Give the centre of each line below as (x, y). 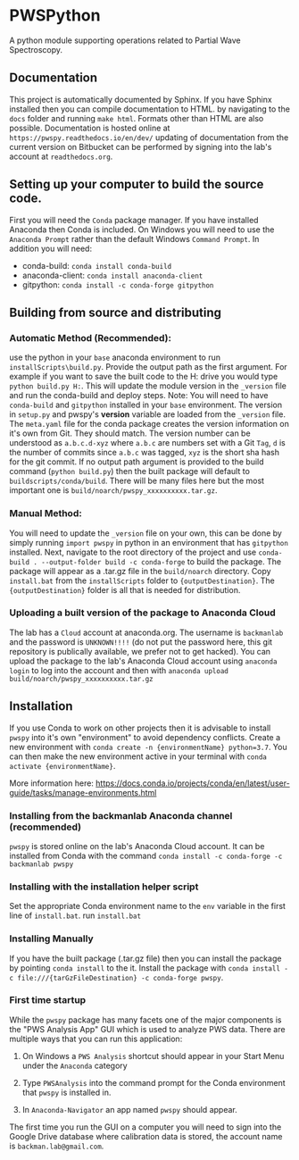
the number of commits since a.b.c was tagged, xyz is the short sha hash (144, 453)
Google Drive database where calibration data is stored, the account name (146, 1136)
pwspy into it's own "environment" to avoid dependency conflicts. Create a (145, 737)
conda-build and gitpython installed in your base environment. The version (146, 405)
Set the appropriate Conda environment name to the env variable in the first (147, 906)
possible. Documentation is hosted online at (90, 128)
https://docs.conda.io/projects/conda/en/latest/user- (192, 783)
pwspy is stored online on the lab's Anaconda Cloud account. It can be (137, 846)
